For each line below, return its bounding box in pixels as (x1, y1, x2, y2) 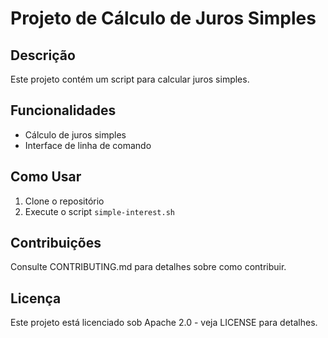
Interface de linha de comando (24, 139, 152, 151)
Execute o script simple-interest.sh (24, 205, 175, 217)
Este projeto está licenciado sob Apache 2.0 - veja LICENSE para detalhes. (10, 317, 318, 329)
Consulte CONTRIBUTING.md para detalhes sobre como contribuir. (10, 261, 287, 273)
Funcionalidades (10, 102, 117, 119)
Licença (10, 290, 62, 307)
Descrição (10, 47, 76, 64)
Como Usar (10, 168, 82, 186)
